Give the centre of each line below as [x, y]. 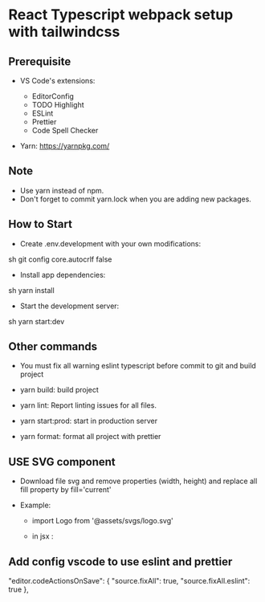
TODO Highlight [58, 105]
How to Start [40, 224]
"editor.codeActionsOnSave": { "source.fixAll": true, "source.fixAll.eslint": [129, 581]
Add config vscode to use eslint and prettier [120, 561]
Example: [35, 505]
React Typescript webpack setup [121, 15]
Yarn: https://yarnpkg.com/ [65, 146]
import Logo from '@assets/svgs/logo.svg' [103, 521]
